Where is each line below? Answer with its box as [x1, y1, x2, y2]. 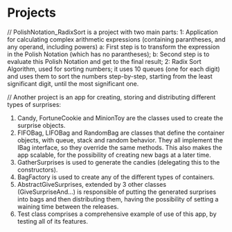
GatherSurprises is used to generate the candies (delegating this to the [17, 158, 220, 166]
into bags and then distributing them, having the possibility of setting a [17, 194, 219, 203]
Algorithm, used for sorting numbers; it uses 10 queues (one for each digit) [7, 65, 220, 73]
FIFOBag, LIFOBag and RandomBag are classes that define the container [17, 129, 225, 137]
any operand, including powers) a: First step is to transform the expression [7, 42, 220, 51]
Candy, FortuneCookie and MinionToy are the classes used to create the [17, 113, 224, 122]
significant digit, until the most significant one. [7, 79, 139, 88]
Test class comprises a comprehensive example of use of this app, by [17, 210, 217, 218]
